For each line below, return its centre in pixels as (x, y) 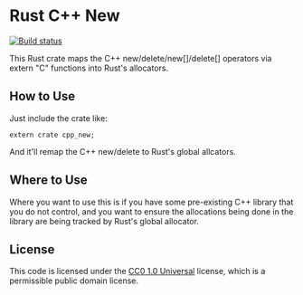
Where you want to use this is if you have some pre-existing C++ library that (151, 202)
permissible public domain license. (74, 281)
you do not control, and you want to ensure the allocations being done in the (151, 211)
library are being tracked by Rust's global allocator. (104, 221)
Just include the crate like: (59, 118)
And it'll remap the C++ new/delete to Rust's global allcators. (123, 151)
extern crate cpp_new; (52, 135)
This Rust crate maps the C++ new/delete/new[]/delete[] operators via (141, 58)
